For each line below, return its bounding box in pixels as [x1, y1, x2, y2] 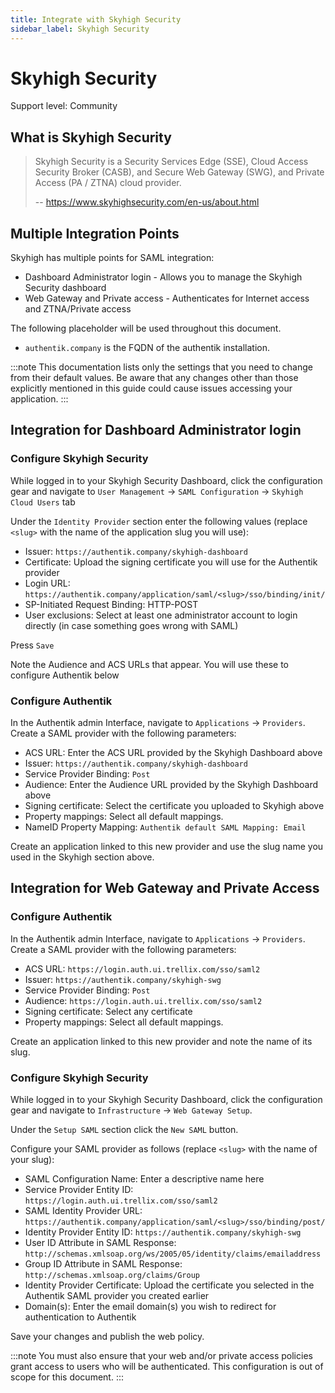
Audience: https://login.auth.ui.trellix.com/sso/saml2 [24, 994, 263, 1006]
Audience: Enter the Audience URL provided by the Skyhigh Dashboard [24, 779, 319, 791]
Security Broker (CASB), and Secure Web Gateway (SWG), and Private [34, 166, 325, 178]
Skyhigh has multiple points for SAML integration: [10, 252, 215, 264]
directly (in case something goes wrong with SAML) [24, 619, 239, 631]
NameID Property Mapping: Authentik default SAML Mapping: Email [24, 821, 307, 833]
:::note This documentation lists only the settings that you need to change [10, 361, 313, 373]
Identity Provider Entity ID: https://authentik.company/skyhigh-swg [24, 1226, 302, 1238]
